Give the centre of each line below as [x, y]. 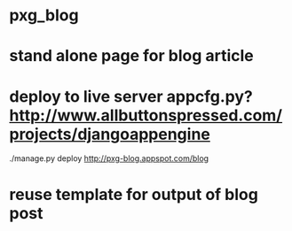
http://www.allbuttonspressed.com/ [146, 115]
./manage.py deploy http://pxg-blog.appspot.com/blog [109, 158]
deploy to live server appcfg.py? [131, 96]
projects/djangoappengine [110, 134]
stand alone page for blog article [132, 56]
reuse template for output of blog [134, 194]
